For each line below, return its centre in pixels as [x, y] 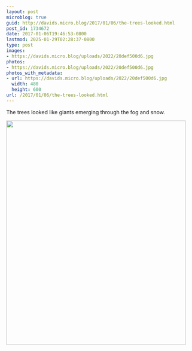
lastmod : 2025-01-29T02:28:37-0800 [51, 39]
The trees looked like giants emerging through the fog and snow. [86, 112]
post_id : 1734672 [28, 28]
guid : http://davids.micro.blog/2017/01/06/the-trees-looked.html [91, 23]
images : [16, 51]
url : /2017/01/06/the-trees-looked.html [57, 95]
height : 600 [27, 90]
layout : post [22, 12]
